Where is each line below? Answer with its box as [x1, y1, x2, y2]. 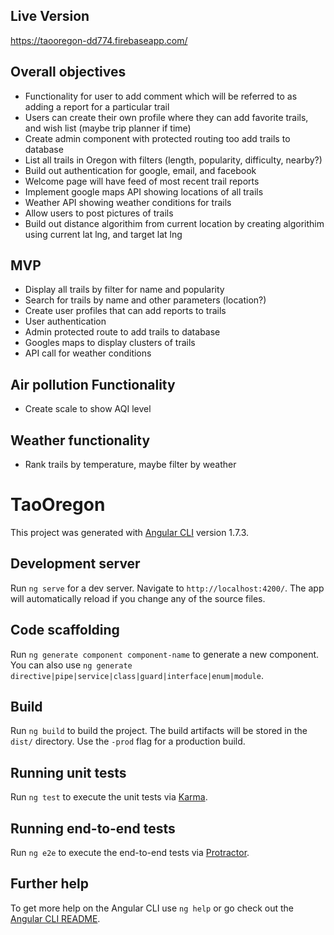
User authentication [24, 315, 107, 328]
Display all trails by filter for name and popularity [24, 284, 225, 296]
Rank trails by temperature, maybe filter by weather [24, 459, 237, 471]
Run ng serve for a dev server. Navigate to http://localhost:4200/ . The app [10, 582, 325, 594]
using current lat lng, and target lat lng [24, 228, 183, 240]
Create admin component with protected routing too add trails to [24, 132, 291, 144]
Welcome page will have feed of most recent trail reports [24, 175, 260, 187]
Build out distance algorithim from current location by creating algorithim [24, 217, 325, 229]
